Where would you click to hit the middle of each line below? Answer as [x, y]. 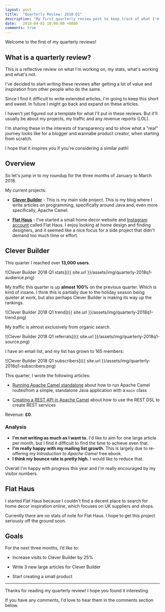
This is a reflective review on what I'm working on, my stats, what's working [82, 69]
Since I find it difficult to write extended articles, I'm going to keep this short [82, 98]
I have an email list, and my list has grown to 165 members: [65, 351]
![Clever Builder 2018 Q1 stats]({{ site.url [46, 272]
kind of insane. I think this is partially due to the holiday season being [75, 292]
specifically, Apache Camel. [40, 210]
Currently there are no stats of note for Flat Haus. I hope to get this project [80, 515]
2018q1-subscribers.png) [30, 366]
